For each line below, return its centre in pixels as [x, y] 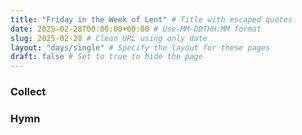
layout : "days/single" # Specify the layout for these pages [140, 47]
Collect [28, 92]
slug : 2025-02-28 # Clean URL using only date [109, 38]
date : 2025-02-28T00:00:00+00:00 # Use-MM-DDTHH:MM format [136, 29]
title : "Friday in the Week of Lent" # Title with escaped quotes [151, 19]
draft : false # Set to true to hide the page [106, 57]
